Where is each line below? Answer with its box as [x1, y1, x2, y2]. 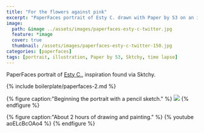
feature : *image [12, 32, 53, 38]
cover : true [12, 37, 42, 43]
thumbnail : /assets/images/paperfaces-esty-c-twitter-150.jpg [12, 43, 172, 49]
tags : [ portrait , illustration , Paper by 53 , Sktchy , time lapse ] [6, 54, 178, 60]
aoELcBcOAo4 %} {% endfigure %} [6, 120, 95, 127]
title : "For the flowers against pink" [6, 9, 107, 15]
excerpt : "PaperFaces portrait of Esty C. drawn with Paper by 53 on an [6, 15, 194, 21]
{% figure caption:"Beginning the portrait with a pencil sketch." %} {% [6, 95, 189, 102]
